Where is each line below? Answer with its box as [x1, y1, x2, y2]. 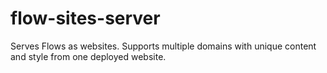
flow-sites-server [10, 7, 161, 30]
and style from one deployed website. [10, 50, 167, 62]
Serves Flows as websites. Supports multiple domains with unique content [10, 40, 317, 52]
